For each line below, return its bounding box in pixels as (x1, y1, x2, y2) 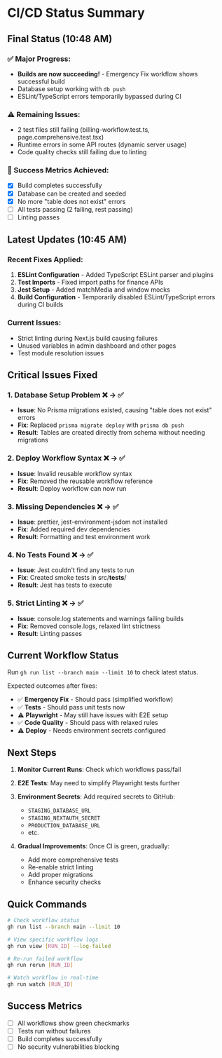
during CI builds (17, 300, 64, 309)
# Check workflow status (7, 917, 80, 924)
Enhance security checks (27, 878, 102, 886)
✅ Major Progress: (7, 54, 71, 64)
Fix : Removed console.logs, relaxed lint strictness (17, 622, 161, 630)
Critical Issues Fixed (7, 369, 98, 381)
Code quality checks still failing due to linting (17, 148, 147, 156)
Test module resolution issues (17, 348, 104, 357)
